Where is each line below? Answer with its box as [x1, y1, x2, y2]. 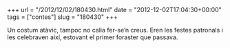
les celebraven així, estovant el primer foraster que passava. [7, 33, 178, 41]
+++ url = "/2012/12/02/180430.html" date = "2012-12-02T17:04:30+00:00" [7, 6, 222, 14]
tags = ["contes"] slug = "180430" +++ [7, 13, 118, 21]
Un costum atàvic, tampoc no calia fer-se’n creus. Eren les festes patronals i [7, 26, 224, 34]
